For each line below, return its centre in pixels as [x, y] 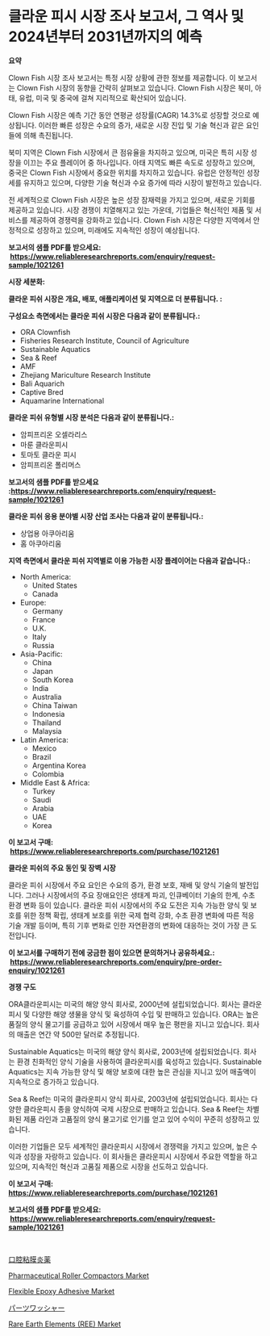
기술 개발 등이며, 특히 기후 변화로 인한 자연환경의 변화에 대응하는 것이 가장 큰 [129, 925]
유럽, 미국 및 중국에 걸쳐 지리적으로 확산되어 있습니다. [103, 98]
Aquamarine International [62, 400]
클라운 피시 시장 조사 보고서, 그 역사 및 [126, 17]
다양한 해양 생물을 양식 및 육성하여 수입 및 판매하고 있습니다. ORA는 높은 [145, 1014]
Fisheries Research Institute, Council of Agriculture [104, 341]
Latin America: [44, 739]
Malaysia [47, 731]
